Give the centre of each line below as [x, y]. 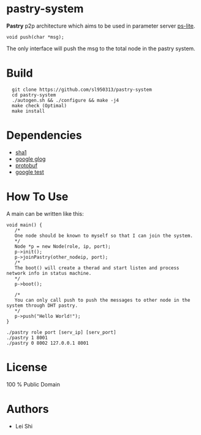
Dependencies [44, 135]
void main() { [25, 225]
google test [29, 172]
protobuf [26, 165]
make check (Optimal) [40, 106]
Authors [28, 409]
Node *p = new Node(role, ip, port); [63, 246]
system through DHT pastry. [42, 306]
